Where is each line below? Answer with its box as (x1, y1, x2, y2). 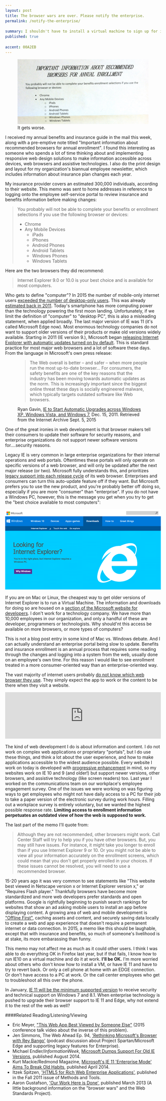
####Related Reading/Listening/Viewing (5, 1012, 87, 1018)
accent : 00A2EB (5, 45, 37, 50)
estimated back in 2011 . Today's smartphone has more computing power (5, 303, 153, 309)
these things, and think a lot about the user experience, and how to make (5, 754, 154, 760)
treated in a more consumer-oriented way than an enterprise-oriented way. (5, 662, 158, 668)
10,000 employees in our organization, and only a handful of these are (5, 615, 148, 621)
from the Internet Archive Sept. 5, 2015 (17, 417, 96, 423)
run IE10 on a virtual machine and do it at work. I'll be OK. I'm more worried (5, 956, 158, 962)
